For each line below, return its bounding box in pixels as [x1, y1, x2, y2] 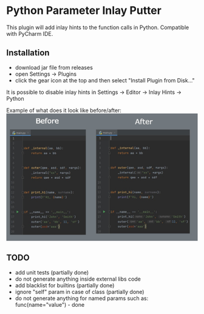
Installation [6, 48, 50, 58]
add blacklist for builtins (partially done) [15, 281, 115, 289]
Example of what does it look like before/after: [6, 107, 121, 114]
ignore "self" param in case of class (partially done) [15, 288, 144, 295]
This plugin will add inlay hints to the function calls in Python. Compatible [6, 24, 189, 31]
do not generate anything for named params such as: [15, 295, 149, 302]
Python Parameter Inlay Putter [6, 4, 162, 18]
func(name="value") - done [15, 301, 85, 308]
